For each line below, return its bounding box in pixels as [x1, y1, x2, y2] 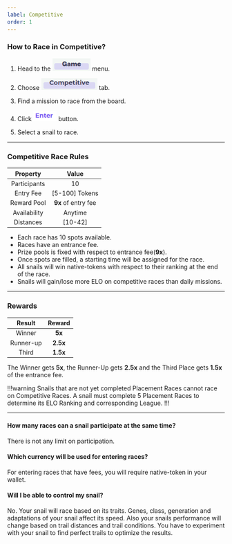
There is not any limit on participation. [7, 437, 115, 445]
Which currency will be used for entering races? [7, 453, 148, 461]
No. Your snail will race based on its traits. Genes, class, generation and [7, 507, 211, 515]
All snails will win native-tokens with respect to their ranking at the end [17, 263, 219, 271]
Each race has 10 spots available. [17, 233, 112, 242]
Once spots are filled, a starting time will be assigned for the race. [17, 255, 205, 264]
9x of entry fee [54, 199, 97, 207]
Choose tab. [17, 83, 110, 91]
